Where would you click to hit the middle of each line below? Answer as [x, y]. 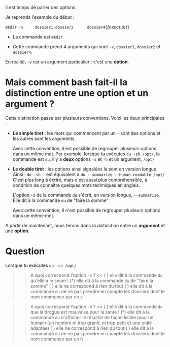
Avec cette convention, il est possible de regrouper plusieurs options [84, 148]
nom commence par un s [56, 297]
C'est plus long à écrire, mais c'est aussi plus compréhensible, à [80, 180]
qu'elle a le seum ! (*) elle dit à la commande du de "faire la [92, 281]
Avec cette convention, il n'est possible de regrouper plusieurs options [86, 210]
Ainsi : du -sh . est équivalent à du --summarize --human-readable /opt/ [89, 174]
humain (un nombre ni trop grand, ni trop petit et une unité [91, 323]
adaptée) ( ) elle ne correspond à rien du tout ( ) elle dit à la [92, 328]
